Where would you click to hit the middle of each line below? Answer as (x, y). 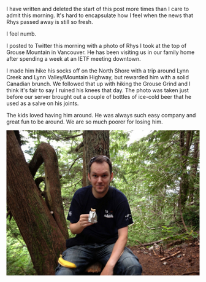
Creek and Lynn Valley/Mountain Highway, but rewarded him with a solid (97, 77)
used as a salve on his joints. (43, 103)
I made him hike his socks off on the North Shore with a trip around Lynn (98, 71)
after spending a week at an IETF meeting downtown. (74, 59)
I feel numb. (21, 34)
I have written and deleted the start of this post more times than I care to (97, 9)
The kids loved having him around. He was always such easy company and (101, 115)
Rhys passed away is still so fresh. (50, 22)
